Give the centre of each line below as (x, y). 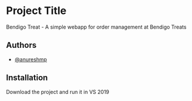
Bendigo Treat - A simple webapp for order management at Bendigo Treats (96, 27)
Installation (27, 78)
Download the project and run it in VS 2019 (58, 92)
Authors (21, 45)
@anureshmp (31, 59)
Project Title (36, 11)
